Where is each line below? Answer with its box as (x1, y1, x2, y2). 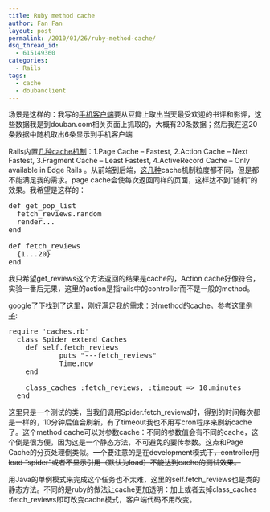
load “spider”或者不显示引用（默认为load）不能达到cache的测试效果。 (8, 457, 241, 467)
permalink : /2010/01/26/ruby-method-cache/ (8, 34, 157, 43)
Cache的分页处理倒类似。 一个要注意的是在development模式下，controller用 (8, 448, 260, 457)
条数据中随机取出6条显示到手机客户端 (8, 129, 133, 139)
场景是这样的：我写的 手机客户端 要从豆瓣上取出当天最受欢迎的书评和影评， (8, 109, 255, 119)
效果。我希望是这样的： (8, 186, 86, 195)
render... (16, 218, 55, 227)
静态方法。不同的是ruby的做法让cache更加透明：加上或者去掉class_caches (8, 485, 257, 494)
